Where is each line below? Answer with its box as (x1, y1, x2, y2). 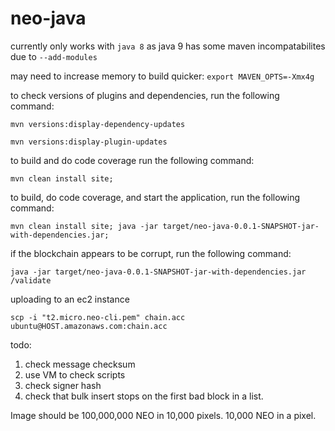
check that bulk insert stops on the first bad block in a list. (24, 390, 264, 402)
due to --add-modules (10, 50, 98, 62)
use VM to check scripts (24, 368, 126, 381)
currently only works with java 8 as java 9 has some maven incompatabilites (10, 40, 326, 52)
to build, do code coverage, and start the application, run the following (10, 191, 301, 203)
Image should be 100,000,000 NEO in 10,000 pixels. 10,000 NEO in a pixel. (10, 409, 317, 421)
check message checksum (24, 358, 136, 370)
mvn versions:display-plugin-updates (10, 137, 168, 147)
